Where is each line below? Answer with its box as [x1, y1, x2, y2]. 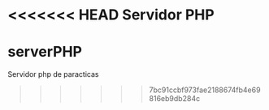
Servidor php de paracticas [7, 70, 99, 79]
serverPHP [7, 43, 83, 61]
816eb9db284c [149, 94, 201, 104]
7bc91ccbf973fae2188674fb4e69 [149, 85, 261, 95]
